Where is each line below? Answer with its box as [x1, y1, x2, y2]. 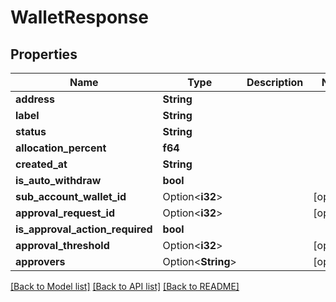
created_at [15, 157, 68, 171]
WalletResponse [10, 6, 149, 29]
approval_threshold [15, 239, 110, 252]
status [15, 125, 47, 138]
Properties [10, 46, 78, 63]
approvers [15, 255, 66, 268]
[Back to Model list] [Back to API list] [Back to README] [10, 281, 240, 292]
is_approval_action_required [15, 222, 153, 236]
